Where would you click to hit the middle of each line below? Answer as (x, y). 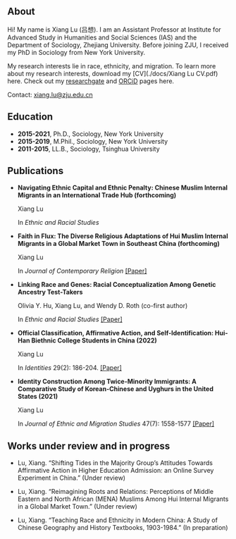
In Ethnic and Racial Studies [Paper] (70, 319)
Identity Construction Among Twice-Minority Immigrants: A (107, 382)
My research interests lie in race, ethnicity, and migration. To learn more (112, 66)
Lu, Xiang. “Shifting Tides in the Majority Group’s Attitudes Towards (115, 463)
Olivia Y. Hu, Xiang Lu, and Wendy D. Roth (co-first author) (103, 306)
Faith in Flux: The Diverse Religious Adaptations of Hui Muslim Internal (123, 236)
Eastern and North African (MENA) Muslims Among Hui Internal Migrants (123, 499)
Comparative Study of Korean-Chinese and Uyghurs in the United (115, 389)
